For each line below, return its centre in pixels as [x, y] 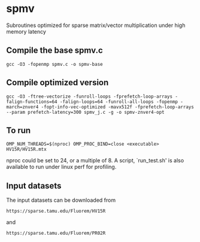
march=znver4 [22, 107]
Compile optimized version [57, 83]
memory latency [26, 31]
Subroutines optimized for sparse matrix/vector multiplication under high [96, 25]
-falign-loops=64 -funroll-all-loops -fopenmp [119, 102]
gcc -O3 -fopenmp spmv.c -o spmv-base [54, 64]
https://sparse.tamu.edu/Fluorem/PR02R [56, 233]
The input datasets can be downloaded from [61, 200]
